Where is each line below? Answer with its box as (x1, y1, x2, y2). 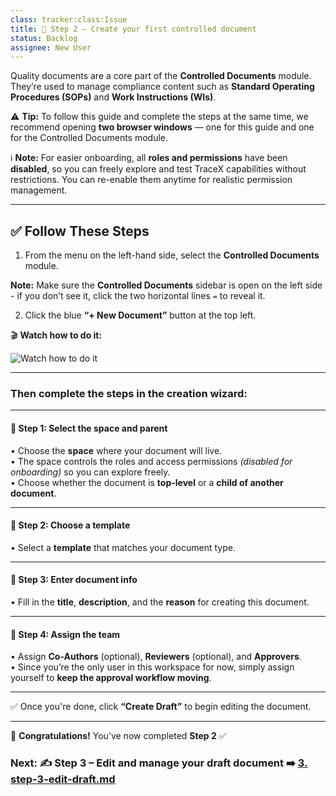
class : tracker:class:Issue (10, 14, 128, 25)
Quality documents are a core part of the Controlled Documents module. (10, 70, 312, 82)
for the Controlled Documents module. (10, 132, 169, 144)
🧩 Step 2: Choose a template (10, 519, 131, 531)
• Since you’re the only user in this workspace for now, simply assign (10, 661, 295, 673)
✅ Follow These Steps (10, 222, 150, 240)
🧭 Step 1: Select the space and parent (10, 422, 168, 434)
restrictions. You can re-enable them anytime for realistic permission (10, 174, 293, 186)
